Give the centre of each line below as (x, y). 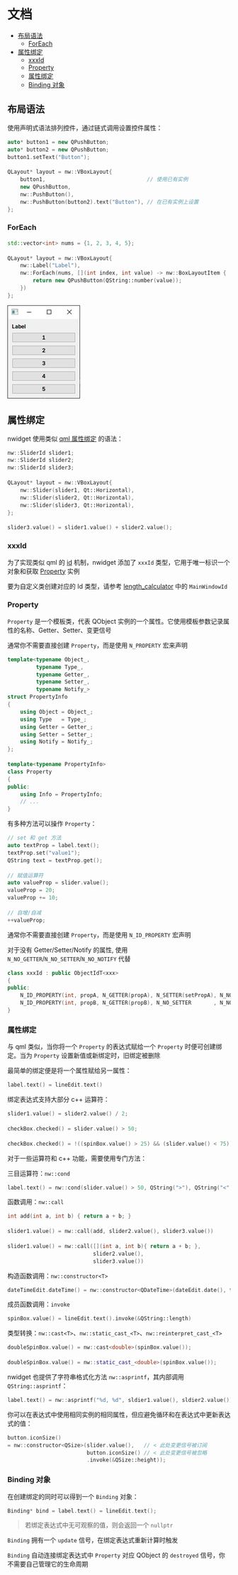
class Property (30, 772)
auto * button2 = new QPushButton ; (58, 150)
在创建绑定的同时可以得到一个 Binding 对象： (73, 1496)
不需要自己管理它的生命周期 (48, 1564)
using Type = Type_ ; (53, 719)
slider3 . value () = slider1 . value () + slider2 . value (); (90, 528)
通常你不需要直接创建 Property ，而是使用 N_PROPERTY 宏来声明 (97, 645)
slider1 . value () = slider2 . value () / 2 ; (68, 1114)
